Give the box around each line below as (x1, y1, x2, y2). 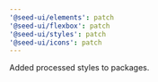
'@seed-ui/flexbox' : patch (9, 21, 110, 30)
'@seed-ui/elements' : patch (9, 12, 115, 22)
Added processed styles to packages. (9, 62, 150, 73)
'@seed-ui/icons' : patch (9, 37, 102, 47)
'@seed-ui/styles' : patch (9, 29, 106, 38)
